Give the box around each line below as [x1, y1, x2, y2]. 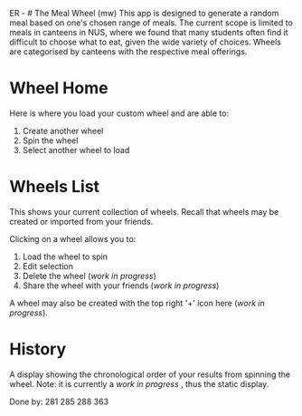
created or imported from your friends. [9, 216, 154, 227]
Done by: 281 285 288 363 [9, 396, 109, 407]
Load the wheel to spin [22, 251, 109, 262]
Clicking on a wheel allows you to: [9, 233, 137, 244]
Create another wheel [22, 125, 104, 136]
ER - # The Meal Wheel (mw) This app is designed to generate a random [9, 8, 279, 18]
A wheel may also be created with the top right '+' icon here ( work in [9, 297, 265, 308]
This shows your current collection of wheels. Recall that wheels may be [9, 206, 279, 217]
